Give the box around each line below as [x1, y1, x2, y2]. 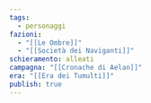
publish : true [9, 80, 63, 89]
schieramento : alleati [9, 55, 94, 64]
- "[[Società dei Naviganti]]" [17, 47, 135, 56]
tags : [9, 13, 30, 22]
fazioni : [9, 30, 42, 39]
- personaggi [17, 21, 67, 30]
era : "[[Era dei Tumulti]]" [9, 72, 115, 81]
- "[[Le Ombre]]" [17, 38, 83, 47]
